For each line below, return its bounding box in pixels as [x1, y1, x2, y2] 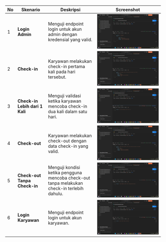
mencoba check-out [48, 175, 90, 181]
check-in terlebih [48, 186, 84, 192]
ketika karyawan [48, 98, 82, 104]
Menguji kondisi [48, 164, 81, 170]
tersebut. [48, 74, 67, 80]
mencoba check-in [48, 103, 87, 109]
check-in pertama [48, 63, 85, 69]
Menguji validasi [48, 92, 82, 99]
